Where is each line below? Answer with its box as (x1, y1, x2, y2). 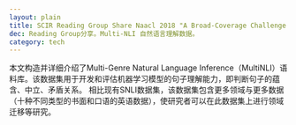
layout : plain (9, 12, 62, 22)
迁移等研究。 (9, 107, 56, 117)
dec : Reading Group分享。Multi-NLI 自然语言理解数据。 (9, 29, 200, 38)
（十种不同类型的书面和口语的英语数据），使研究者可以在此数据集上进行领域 (9, 96, 285, 107)
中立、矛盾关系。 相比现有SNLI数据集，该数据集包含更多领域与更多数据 (24, 85, 285, 95)
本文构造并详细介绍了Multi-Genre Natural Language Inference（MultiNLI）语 (9, 62, 288, 73)
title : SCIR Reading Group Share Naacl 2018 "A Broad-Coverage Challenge (9, 21, 287, 30)
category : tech (9, 37, 65, 47)
